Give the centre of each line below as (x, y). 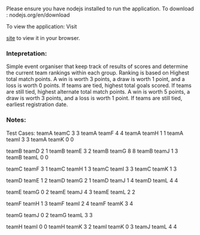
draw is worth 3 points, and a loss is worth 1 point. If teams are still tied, (94, 98)
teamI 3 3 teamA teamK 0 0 (40, 139)
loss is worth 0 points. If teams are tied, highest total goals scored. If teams (99, 85)
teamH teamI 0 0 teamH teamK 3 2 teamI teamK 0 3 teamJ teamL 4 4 (92, 227)
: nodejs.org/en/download (38, 15)
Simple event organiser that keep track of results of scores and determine (97, 67)
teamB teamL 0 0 (28, 157)
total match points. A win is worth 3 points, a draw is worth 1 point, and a (96, 79)
